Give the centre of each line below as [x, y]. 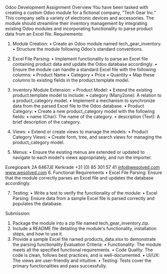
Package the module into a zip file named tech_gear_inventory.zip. [81, 223]
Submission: [18, 213]
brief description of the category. [46, 122]
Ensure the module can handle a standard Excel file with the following [84, 69]
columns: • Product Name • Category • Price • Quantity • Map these [83, 75]
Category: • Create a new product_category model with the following [83, 111]
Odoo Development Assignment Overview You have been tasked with [77, 7]
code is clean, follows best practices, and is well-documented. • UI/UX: [86, 255]
